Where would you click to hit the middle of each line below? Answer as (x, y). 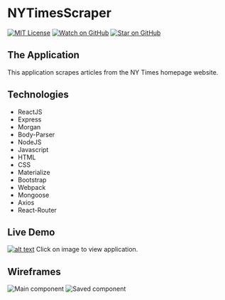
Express (29, 119)
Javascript (33, 149)
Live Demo (31, 232)
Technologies (38, 95)
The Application (44, 55)
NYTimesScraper (60, 13)
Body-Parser (36, 134)
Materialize (34, 172)
